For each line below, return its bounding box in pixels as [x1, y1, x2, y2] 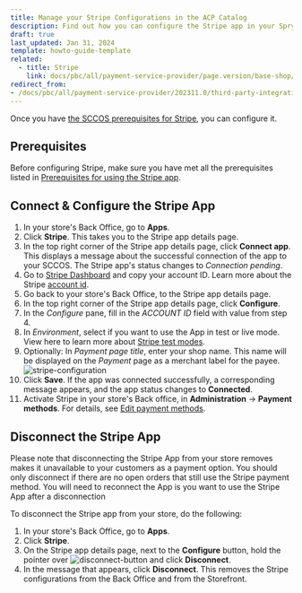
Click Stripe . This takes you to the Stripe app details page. [22, 231, 239, 242]
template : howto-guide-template [10, 47, 131, 56]
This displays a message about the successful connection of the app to [22, 250, 288, 261]
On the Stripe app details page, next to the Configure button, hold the [22, 545, 281, 555]
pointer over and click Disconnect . [22, 554, 231, 565]
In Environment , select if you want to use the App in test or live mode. [22, 327, 280, 337]
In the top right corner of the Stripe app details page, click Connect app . [22, 241, 291, 252]
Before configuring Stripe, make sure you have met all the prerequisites [10, 162, 274, 173]
